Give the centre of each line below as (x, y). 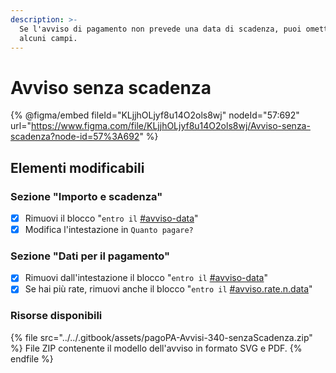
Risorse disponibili (56, 316)
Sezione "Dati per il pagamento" (90, 256)
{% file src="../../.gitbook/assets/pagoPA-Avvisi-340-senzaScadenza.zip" (161, 337)
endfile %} (32, 358)
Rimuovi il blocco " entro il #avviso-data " (111, 218)
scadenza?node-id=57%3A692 (75, 137)
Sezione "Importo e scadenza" (86, 196)
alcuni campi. (48, 38)
